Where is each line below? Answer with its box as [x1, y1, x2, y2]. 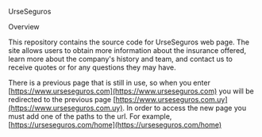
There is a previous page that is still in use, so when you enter [8, 78, 210, 87]
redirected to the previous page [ [8, 95, 117, 104]
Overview [8, 22, 40, 31]
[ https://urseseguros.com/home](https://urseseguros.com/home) [8, 120, 222, 129]
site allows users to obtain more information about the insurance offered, [8, 46, 247, 55]
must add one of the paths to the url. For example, [8, 112, 172, 121]
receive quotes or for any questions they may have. [8, 63, 176, 72]
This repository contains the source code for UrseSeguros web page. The [8, 37, 250, 47]
